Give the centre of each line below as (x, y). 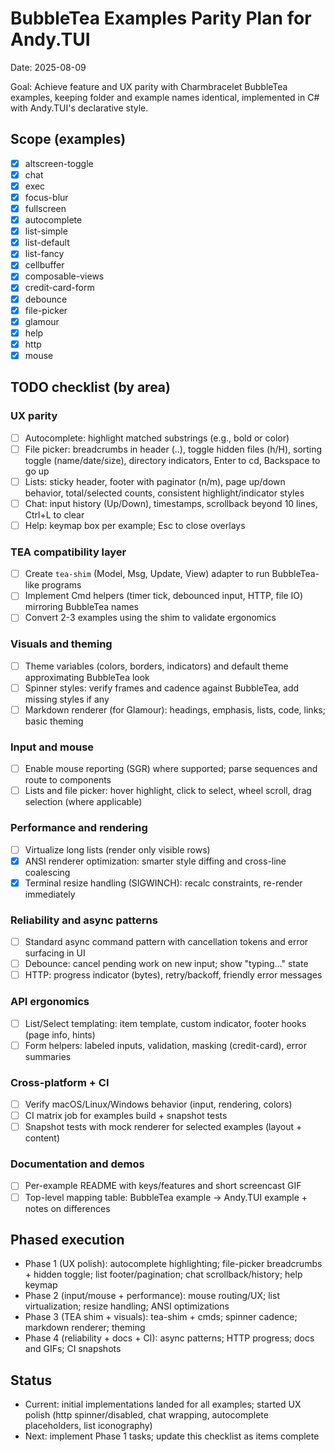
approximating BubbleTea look (87, 677)
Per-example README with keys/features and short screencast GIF (163, 1186)
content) (42, 1138)
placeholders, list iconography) (88, 1426)
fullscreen (45, 208)
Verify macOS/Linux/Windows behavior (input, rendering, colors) (158, 1104)
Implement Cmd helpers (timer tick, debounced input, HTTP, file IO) (164, 596)
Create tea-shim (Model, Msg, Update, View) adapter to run (147, 574)
